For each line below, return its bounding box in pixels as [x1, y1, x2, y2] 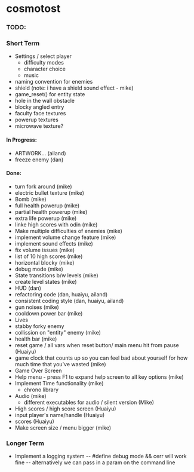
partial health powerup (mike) [14, 208, 88, 215]
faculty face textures [14, 110, 66, 117]
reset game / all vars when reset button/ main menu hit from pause [14, 341, 179, 348]
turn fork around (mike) [14, 183, 73, 190]
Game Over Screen [14, 367, 62, 374]
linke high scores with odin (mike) [14, 220, 98, 228]
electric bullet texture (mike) [14, 189, 85, 196]
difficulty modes [23, 59, 64, 66]
